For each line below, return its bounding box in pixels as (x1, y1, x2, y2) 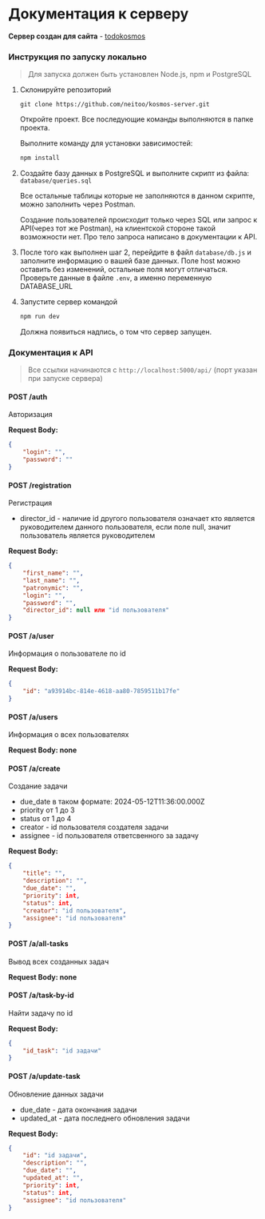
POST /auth (8, 391, 48, 401)
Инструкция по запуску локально (8, 51, 148, 62)
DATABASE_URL (19, 282, 73, 291)
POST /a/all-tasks (8, 938, 69, 948)
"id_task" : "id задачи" (22, 1046, 102, 1055)
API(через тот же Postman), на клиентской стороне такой (19, 223, 216, 233)
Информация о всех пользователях (8, 730, 129, 740)
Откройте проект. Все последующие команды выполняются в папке (19, 114, 254, 124)
